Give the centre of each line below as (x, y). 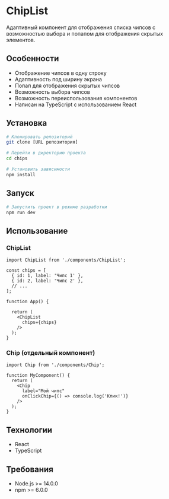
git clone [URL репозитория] (42, 142)
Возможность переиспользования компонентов (76, 98)
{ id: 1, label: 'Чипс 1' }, (47, 276)
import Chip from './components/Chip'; (55, 365)
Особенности (33, 58)
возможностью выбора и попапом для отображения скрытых (84, 33)
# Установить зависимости (38, 169)
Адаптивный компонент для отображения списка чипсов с (81, 27)
